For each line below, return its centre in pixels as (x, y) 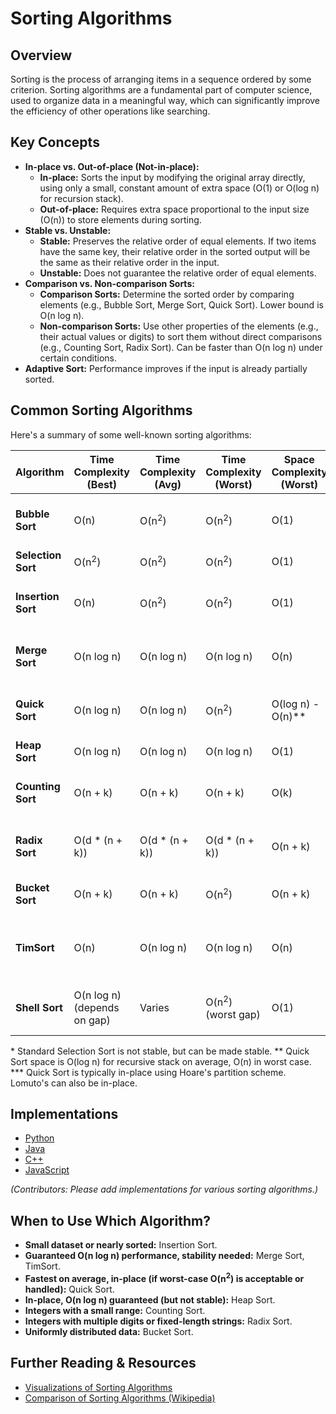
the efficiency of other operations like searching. (110, 111)
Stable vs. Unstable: (68, 230)
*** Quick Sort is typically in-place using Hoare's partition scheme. (148, 1072)
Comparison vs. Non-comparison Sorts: (109, 283)
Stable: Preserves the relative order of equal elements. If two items (178, 241)
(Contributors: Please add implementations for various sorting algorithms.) (164, 1189)
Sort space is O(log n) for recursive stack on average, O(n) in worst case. (161, 1061)
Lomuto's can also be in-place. (74, 1083)
